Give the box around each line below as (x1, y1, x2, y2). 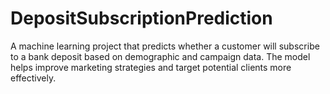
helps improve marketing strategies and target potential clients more (10, 61, 292, 73)
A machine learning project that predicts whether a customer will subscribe (10, 40, 320, 52)
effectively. (10, 72, 57, 84)
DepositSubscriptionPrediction (10, 7, 273, 30)
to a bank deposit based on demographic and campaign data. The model (10, 50, 311, 62)
